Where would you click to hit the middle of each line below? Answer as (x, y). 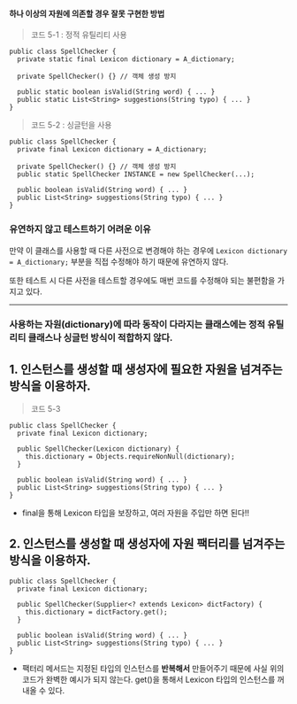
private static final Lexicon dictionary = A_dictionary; (126, 59)
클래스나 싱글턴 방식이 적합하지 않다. (100, 338)
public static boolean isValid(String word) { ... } (116, 92)
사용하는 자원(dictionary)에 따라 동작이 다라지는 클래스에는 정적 (137, 325)
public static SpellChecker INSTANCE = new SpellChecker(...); (136, 174)
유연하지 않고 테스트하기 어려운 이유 (80, 229)
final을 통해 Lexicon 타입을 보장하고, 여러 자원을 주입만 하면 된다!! (136, 513)
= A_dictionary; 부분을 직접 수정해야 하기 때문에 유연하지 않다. (119, 261)
